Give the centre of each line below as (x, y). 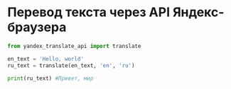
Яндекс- (199, 12)
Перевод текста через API (89, 12)
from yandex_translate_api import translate (74, 46)
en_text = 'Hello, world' (45, 59)
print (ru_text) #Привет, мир (50, 78)
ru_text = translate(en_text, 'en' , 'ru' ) (71, 65)
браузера (37, 27)
